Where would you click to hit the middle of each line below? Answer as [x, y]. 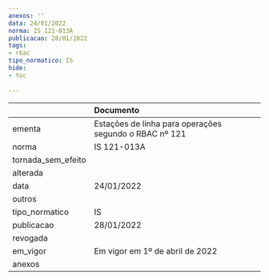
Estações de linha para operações [158, 124]
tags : [17, 46]
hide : [17, 68]
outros [25, 199]
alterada [28, 172]
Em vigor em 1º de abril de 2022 [156, 251]
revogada [30, 237]
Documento [117, 110]
